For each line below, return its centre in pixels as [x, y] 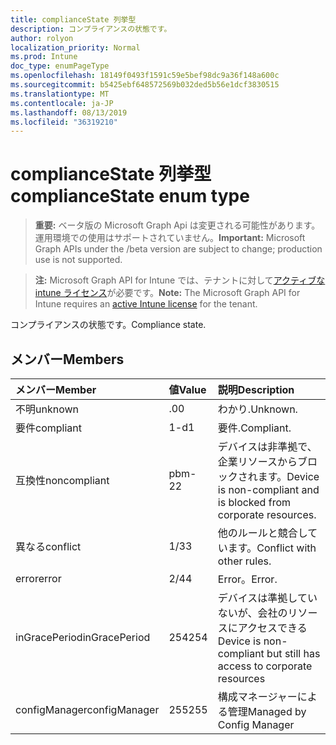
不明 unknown [47, 409]
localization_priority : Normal [75, 47]
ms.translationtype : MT [60, 94]
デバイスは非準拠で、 [267, 446]
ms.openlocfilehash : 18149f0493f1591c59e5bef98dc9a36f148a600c [145, 76]
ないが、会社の [252, 613]
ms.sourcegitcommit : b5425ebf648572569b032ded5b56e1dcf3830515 [145, 85]
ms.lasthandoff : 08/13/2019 [69, 112]
